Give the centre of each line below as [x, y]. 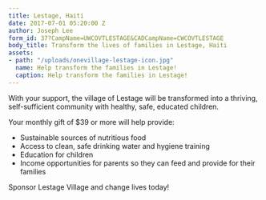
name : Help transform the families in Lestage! [97, 68]
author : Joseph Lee [41, 30]
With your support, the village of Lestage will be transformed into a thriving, [133, 98]
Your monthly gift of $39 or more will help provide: [91, 122]
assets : [21, 53]
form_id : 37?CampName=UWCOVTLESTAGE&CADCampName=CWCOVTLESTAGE [116, 38]
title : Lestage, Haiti [46, 16]
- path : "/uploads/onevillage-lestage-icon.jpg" [91, 61]
